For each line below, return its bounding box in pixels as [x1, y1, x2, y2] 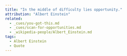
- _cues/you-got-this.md [9, 20, 60, 26]
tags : [5, 35, 16, 39]
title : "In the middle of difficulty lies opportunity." [5, 7, 123, 12]
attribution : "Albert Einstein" [5, 12, 70, 17]
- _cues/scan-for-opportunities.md [9, 25, 81, 30]
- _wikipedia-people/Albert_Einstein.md [9, 30, 92, 35]
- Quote [9, 43, 25, 48]
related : [5, 16, 23, 21]
